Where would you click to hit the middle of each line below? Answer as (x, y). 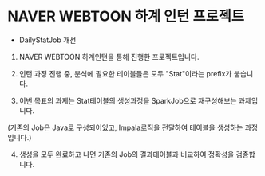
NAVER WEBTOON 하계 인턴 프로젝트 (126, 16)
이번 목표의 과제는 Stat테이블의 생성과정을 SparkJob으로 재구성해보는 (128, 100)
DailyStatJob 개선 (47, 40)
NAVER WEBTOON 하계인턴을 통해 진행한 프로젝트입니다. (109, 57)
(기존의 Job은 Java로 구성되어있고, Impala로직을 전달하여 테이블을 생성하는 (125, 127)
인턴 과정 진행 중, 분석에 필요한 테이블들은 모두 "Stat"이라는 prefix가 (125, 73)
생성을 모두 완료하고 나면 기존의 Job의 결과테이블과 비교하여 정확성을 (127, 154)
